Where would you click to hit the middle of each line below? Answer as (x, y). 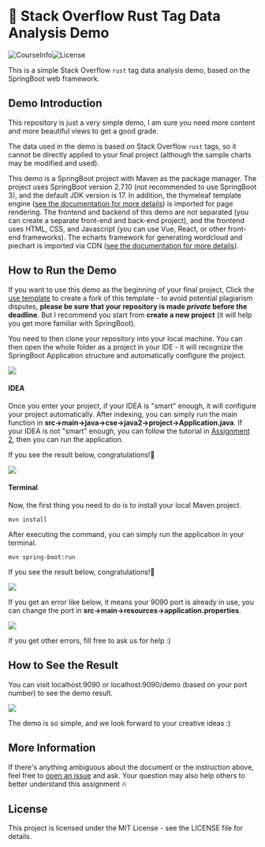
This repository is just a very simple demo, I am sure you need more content (132, 123)
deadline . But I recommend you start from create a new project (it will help (130, 315)
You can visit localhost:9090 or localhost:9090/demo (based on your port (128, 684)
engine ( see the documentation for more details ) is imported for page (121, 203)
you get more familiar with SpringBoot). (72, 323)
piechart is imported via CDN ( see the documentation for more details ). (123, 245)
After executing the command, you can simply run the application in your (126, 534)
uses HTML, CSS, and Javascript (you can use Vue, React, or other (117, 229)
